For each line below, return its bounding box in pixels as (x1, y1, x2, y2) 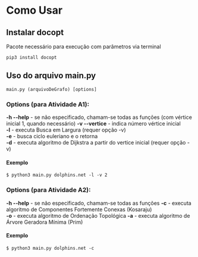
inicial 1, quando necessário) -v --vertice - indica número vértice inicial (6, 120, 181, 127)
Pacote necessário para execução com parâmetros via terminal (6, 43, 162, 50)
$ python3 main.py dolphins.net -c (6, 245, 95, 251)
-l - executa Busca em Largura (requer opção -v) (6, 126, 126, 134)
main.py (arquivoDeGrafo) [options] (6, 86, 97, 92)
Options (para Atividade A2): (6, 186, 91, 194)
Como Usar (6, 4, 63, 17)
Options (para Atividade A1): (6, 100, 90, 108)
